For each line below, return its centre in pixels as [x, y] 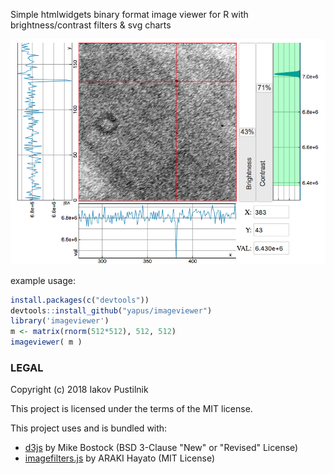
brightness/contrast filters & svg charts [91, 25]
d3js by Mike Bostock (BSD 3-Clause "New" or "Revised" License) [161, 448]
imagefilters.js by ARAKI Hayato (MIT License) [120, 458]
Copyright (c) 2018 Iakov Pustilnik [79, 390]
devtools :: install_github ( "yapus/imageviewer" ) [111, 310]
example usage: [43, 280]
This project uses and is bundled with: [89, 428]
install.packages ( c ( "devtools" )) [80, 300]
